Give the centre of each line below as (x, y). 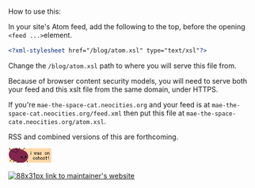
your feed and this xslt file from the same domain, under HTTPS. (113, 89)
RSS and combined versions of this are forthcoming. (93, 137)
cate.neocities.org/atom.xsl (56, 122)
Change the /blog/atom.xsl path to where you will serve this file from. (122, 66)
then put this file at (154, 113)
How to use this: (35, 11)
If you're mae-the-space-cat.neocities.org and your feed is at (109, 104)
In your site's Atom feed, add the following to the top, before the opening (127, 26)
